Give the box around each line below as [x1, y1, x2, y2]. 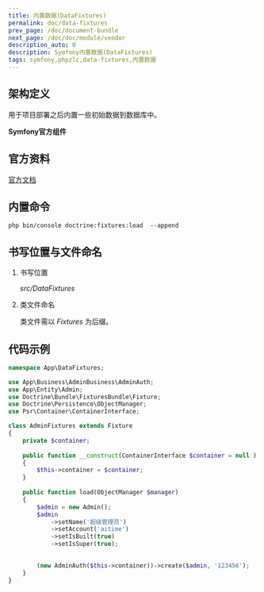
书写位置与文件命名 [8, 245, 102, 259]
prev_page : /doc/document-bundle [8, 26, 119, 34]
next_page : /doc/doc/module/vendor [8, 33, 126, 42]
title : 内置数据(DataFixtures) [8, 11, 107, 20]
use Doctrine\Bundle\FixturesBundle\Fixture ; [8, 393, 161, 401]
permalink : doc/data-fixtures [8, 19, 109, 27]
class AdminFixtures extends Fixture [8, 422, 133, 430]
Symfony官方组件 [8, 126, 67, 136]
